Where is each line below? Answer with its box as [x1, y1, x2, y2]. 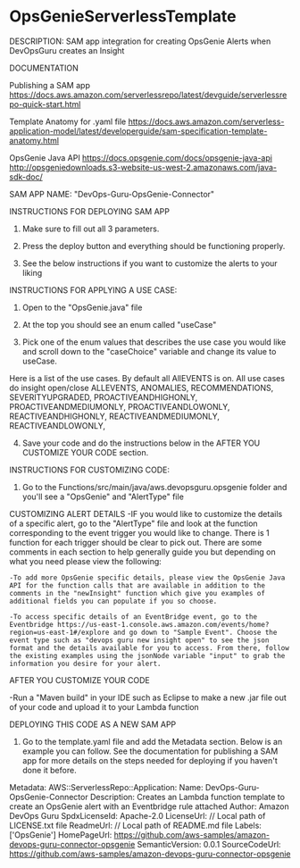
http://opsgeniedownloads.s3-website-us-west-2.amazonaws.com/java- [9, 162, 278, 172]
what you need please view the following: [9, 555, 162, 566]
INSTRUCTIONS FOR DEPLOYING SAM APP [9, 205, 170, 216]
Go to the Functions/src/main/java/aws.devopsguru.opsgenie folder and [21, 481, 287, 492]
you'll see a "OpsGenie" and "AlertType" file [21, 491, 185, 502]
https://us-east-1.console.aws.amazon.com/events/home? [56, 620, 270, 629]
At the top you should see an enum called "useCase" [21, 319, 217, 330]
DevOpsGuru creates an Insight [9, 45, 125, 55]
